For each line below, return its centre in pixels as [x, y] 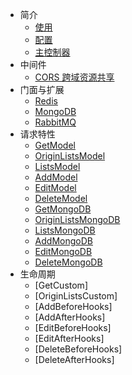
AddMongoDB [63, 241]
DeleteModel [61, 198]
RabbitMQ [55, 122]
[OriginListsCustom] [76, 296]
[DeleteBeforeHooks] [78, 349]
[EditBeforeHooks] [73, 327]
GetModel [55, 145]
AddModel [56, 177]
